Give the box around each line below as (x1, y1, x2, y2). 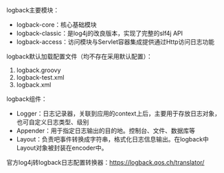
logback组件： (6, 95, 47, 103)
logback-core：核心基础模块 (16, 21, 97, 29)
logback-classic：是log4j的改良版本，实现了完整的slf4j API (16, 30, 183, 37)
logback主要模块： (6, 6, 60, 14)
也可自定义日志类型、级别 (16, 118, 89, 126)
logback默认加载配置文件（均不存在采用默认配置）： (6, 52, 153, 60)
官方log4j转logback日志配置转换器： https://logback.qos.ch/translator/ (6, 159, 205, 166)
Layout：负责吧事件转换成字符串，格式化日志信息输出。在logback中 (16, 135, 209, 143)
